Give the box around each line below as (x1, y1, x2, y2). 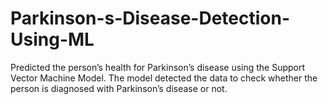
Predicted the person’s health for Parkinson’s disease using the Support (10, 61, 306, 73)
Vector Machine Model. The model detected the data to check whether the (10, 72, 318, 84)
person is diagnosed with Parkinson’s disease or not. (10, 82, 228, 94)
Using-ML (10, 28, 95, 51)
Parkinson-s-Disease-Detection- (10, 7, 291, 30)
